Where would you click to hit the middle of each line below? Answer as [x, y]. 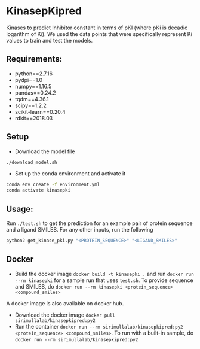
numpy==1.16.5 [33, 86]
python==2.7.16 [33, 74]
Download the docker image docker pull [65, 315]
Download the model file [45, 151]
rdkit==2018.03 [34, 118]
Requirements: [34, 59]
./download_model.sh [32, 162]
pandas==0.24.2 [35, 92]
